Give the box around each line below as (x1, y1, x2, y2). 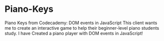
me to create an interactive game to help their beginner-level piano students (4, 25, 160, 31)
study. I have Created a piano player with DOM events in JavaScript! (4, 30, 143, 36)
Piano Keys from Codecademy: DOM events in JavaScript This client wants (4, 20, 158, 26)
